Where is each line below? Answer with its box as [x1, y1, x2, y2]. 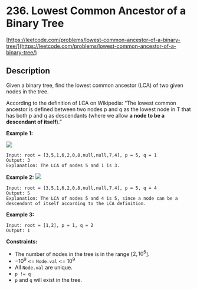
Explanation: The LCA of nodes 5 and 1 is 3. [6, 163, 120, 168]
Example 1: [6, 129, 34, 137]
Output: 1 [6, 228, 31, 233]
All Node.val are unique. [14, 264, 73, 271]
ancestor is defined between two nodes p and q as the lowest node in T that [6, 105, 191, 113]
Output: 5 [6, 190, 31, 196]
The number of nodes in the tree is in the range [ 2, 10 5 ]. [14, 249, 150, 258]
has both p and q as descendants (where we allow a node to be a [6, 112, 165, 119]
